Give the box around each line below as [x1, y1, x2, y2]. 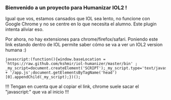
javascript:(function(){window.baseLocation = [5, 57, 106, 62]
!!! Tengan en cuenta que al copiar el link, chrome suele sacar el [5, 83, 139, 90]
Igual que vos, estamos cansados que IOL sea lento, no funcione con [5, 16, 150, 22]
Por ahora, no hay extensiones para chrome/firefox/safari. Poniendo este [5, 36, 158, 42]
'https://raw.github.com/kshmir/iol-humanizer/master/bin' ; [5, 61, 138, 66]
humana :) [5, 47, 26, 53]
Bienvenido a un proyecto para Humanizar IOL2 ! [5, 4, 127, 11]
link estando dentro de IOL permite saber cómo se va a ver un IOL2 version [5, 42, 163, 48]
